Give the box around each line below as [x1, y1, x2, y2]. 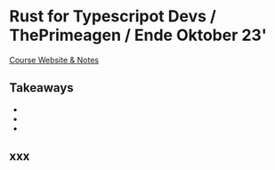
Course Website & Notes [9, 54, 100, 65]
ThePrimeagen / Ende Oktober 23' [9, 25, 267, 45]
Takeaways [9, 80, 74, 95]
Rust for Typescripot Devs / [9, 6, 216, 27]
